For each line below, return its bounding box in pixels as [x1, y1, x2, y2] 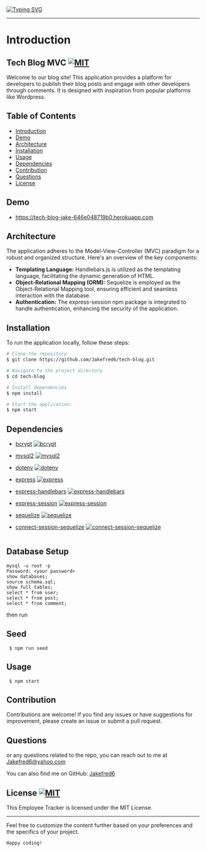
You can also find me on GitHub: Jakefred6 [6, 770, 115, 777]
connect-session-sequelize [15, 523, 85, 531]
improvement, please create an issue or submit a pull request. [6, 718, 162, 725]
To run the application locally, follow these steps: [6, 339, 130, 347]
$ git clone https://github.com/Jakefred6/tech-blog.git [6, 356, 155, 363]
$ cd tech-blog [6, 373, 45, 380]
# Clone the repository [6, 351, 67, 357]
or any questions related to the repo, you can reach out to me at [6, 751, 167, 759]
